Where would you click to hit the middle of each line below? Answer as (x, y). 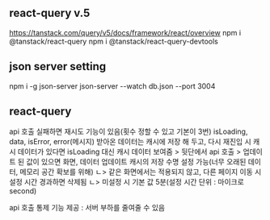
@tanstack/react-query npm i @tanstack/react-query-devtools (114, 41)
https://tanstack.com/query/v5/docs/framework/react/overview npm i (125, 32)
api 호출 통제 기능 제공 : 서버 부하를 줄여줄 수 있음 (87, 208)
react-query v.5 (50, 13)
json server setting (58, 66)
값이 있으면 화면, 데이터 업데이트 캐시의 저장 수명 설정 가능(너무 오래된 (136, 162)
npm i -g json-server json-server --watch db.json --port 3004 (112, 86)
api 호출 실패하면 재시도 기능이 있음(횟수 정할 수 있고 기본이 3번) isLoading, (129, 131)
